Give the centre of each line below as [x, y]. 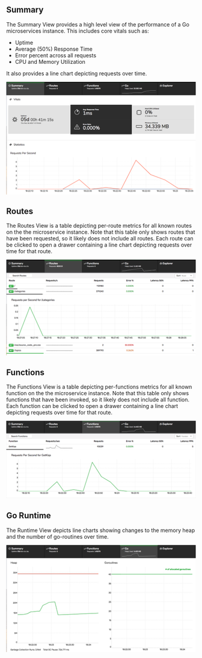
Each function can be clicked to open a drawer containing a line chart [92, 406]
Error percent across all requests [56, 55]
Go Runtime [29, 515]
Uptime [24, 42]
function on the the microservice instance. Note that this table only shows [98, 393]
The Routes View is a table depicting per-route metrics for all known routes [99, 226]
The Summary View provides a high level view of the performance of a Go [98, 24]
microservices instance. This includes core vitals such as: [78, 31]
